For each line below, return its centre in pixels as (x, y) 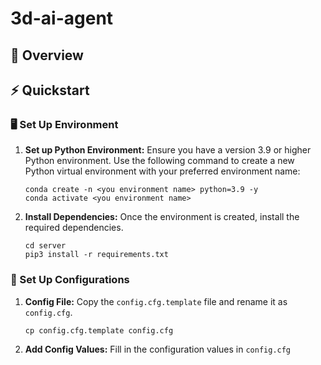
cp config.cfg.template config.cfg (99, 330)
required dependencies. (74, 228)
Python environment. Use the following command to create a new (159, 161)
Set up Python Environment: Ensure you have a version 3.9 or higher (168, 150)
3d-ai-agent (62, 18)
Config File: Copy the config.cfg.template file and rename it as (156, 301)
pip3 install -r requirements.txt (96, 255)
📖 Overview (47, 55)
